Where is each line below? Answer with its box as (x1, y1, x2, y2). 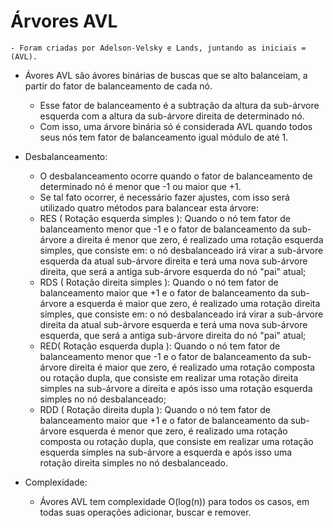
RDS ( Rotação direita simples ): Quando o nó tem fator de (39, 276, 279, 288)
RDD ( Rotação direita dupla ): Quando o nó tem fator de (39, 403, 271, 415)
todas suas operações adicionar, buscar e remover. (39, 506, 252, 518)
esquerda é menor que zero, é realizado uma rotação (69, 425, 288, 437)
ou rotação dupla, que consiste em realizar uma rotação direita (39, 371, 299, 384)
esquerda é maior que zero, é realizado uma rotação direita (76, 297, 321, 309)
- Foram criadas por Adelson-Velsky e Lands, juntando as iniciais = (10, 43, 307, 53)
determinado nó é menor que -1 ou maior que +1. (39, 180, 242, 192)
